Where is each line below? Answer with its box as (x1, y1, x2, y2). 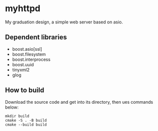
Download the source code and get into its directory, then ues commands (5, 99, 153, 105)
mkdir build (5, 113, 29, 118)
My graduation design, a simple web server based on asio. (5, 19, 123, 25)
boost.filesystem (12, 51, 46, 57)
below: (5, 104, 19, 110)
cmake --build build (5, 122, 47, 127)
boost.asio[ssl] (12, 46, 43, 52)
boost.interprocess (12, 56, 50, 62)
